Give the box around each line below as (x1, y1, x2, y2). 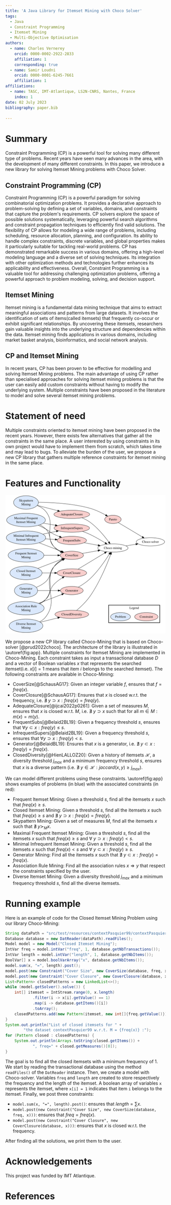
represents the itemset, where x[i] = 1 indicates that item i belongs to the (5, 1085, 162, 1092)
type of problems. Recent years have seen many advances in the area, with (5, 156, 163, 162)
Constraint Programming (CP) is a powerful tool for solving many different (5, 150, 160, 156)
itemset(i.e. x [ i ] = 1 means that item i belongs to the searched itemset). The (5, 666, 163, 672)
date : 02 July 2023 (5, 100, 47, 105)
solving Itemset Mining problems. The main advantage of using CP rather (5, 371, 159, 377)
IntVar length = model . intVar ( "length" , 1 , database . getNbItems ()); (5, 952, 154, 957)
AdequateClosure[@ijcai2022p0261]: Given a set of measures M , (12, 702, 149, 709)
